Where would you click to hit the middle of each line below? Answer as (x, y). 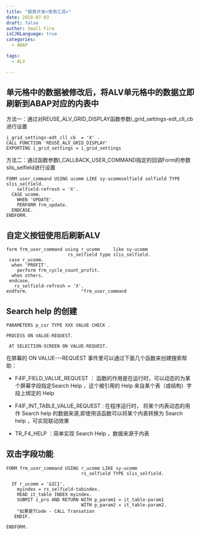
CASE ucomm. (27, 195)
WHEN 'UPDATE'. (36, 200)
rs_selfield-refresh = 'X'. (49, 286)
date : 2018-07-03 (28, 17)
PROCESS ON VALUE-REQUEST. (40, 336)
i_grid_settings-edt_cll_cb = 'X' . (53, 138)
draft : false (22, 23)
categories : (21, 39)
